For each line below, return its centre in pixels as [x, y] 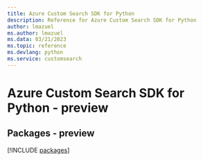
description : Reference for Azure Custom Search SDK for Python [102, 20]
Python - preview [58, 108]
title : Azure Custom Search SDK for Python [71, 14]
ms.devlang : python [35, 53]
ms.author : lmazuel [35, 33]
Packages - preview [51, 134]
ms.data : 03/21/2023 [37, 40]
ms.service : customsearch [44, 59]
